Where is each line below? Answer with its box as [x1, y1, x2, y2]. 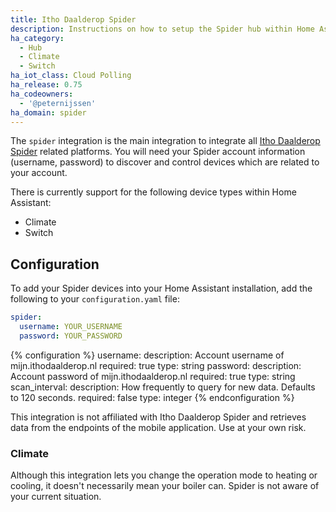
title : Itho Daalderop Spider [10, 14, 137, 25]
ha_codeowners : [10, 89, 74, 99]
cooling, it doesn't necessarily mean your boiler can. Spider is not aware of [10, 480, 320, 492]
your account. [10, 167, 68, 179]
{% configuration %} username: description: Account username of [10, 349, 285, 361]
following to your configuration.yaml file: [10, 293, 180, 305]
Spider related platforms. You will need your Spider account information [10, 146, 306, 158]
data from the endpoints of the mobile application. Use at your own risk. [10, 421, 307, 433]
